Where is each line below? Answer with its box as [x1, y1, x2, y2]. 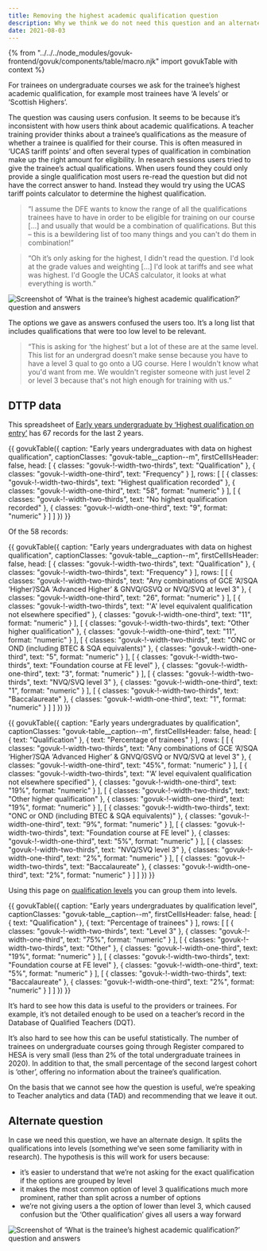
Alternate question [8, 1114, 103, 1128]
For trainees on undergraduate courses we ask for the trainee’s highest [8, 80, 241, 90]
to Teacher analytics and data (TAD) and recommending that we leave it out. [8, 1091, 258, 1101]
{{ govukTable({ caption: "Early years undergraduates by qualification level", [8, 901, 257, 911]
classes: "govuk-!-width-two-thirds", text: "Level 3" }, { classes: [8, 927, 217, 936]
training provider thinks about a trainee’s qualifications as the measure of [8, 130, 247, 139]
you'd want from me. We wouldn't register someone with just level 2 [27, 367, 251, 377]
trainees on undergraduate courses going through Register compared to [8, 1042, 245, 1051]
